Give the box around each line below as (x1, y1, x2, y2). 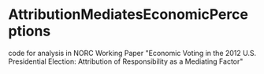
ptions (8, 22, 51, 40)
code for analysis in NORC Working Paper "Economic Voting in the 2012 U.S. (8, 48, 257, 57)
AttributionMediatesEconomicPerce (8, 6, 248, 24)
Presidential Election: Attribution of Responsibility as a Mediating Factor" (8, 57, 244, 66)
